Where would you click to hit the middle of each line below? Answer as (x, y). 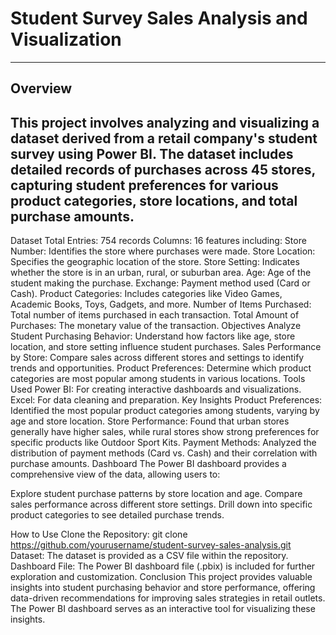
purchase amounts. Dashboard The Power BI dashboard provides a (148, 464)
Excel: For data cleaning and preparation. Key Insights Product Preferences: (166, 400)
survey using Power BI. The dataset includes (152, 153)
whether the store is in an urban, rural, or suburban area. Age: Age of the (161, 273)
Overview (41, 88)
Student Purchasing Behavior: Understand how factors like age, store (153, 336)
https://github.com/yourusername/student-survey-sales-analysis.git (151, 545)
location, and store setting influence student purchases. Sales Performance (166, 347)
